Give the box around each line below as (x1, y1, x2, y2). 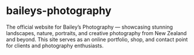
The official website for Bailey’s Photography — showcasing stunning (6, 23, 173, 30)
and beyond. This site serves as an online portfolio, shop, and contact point (6, 36, 188, 43)
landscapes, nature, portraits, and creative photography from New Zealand (6, 29, 187, 36)
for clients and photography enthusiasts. (6, 42, 104, 49)
